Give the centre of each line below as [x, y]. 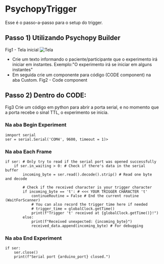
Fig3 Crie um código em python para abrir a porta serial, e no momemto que [82, 107]
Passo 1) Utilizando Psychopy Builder [63, 38]
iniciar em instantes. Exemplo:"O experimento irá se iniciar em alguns [82, 64]
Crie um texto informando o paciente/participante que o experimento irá [85, 59]
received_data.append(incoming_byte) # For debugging [87, 226]
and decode [16, 179]
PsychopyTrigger [41, 9]
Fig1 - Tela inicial [22, 49]
